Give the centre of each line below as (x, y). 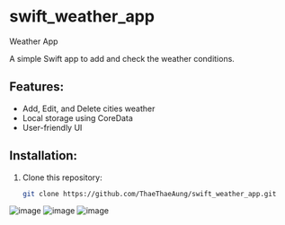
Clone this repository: (62, 177)
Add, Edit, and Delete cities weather (89, 108)
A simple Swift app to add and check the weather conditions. (122, 58)
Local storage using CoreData (77, 117)
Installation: (44, 156)
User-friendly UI (52, 127)
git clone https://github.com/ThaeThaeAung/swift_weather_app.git (149, 194)
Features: (37, 87)
